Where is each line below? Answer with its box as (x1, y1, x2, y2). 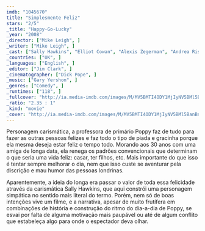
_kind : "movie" (6, 105, 45, 112)
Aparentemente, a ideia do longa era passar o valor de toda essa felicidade (6, 178, 195, 186)
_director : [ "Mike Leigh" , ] (6, 37, 81, 43)
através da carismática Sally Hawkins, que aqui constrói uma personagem (6, 185, 192, 193)
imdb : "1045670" (6, 9, 48, 15)
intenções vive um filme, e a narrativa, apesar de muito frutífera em (6, 198, 176, 205)
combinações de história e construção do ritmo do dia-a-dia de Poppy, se (6, 205, 192, 212)
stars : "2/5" (6, 20, 40, 26)
